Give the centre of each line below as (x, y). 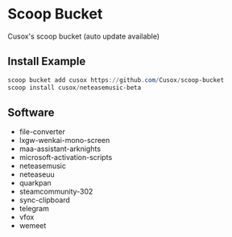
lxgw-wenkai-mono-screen (64, 141)
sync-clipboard (44, 200)
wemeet (33, 226)
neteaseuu (37, 174)
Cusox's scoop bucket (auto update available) (84, 36)
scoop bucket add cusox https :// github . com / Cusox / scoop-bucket (116, 80)
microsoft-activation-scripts (66, 157)
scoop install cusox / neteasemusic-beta (75, 88)
